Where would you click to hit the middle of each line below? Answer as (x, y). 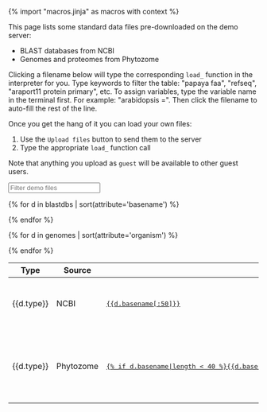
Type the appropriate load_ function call (85, 148)
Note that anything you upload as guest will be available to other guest (123, 163)
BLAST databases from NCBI (67, 51)
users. (19, 171)
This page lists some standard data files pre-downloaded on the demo (123, 27)
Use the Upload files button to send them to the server (111, 139)
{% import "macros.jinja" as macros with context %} (94, 12)
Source (77, 270)
